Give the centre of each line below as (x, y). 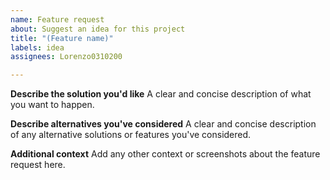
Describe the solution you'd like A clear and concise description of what (161, 94)
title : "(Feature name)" (62, 38)
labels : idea (37, 47)
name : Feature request (57, 19)
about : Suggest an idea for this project (98, 29)
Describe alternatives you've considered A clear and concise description (163, 124)
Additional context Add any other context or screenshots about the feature (165, 154)
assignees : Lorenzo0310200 (66, 57)
